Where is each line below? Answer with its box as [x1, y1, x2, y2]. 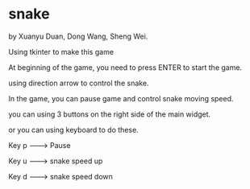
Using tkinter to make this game [8, 47, 115, 56]
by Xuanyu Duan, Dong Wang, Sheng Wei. [8, 31, 148, 41]
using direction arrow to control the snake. [8, 78, 149, 88]
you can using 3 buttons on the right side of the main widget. [8, 109, 211, 119]
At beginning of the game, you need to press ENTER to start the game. [8, 62, 243, 72]
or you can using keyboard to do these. [8, 125, 139, 134]
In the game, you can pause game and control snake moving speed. [8, 93, 234, 103]
